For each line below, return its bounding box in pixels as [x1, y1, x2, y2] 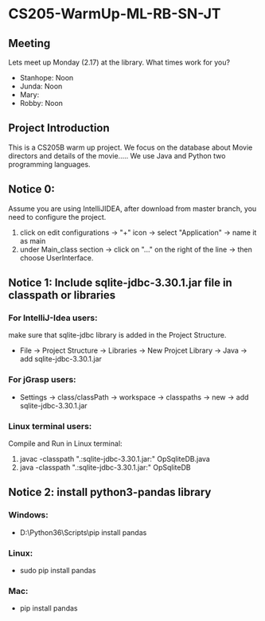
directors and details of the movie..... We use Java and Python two [8, 150, 226, 160]
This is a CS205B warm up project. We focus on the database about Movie [8, 143, 253, 152]
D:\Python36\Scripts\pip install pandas [19, 527, 147, 537]
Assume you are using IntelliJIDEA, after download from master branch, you [8, 204, 257, 213]
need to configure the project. [8, 212, 107, 221]
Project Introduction [8, 121, 110, 135]
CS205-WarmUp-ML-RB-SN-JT [8, 5, 221, 23]
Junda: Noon [19, 81, 63, 91]
